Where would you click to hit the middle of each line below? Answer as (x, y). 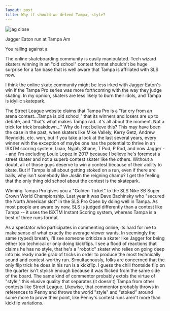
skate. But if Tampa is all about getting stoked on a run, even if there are (80, 170)
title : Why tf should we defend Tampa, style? (55, 15)
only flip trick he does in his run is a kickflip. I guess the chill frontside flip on (85, 265)
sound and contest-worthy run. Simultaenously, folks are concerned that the (85, 260)
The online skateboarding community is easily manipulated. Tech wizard (81, 58)
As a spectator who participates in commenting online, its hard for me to (81, 227)
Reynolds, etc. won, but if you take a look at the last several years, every (81, 137)
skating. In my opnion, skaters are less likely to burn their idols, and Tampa (83, 95)
